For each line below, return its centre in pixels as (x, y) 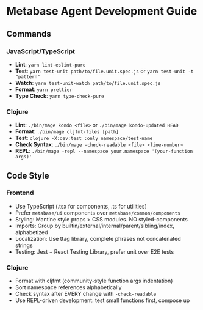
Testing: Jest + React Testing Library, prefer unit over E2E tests (94, 251)
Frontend (20, 193)
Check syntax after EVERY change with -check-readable (86, 294)
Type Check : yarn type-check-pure (60, 95)
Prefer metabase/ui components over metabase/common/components (98, 213)
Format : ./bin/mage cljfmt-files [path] (67, 131)
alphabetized (31, 232)
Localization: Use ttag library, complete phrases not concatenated (98, 238)
